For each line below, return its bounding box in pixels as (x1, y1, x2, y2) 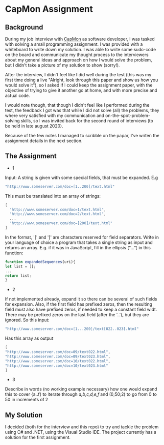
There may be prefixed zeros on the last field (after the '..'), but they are (5, 312, 149, 318)
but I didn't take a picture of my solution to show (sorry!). (5, 62, 120, 68)
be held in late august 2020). (5, 123, 64, 129)
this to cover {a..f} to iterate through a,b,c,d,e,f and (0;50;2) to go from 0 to (5, 391, 157, 397)
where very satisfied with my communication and (5, 113, 104, 119)
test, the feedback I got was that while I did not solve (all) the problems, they (5, 107, 160, 113)
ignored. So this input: (5, 317, 50, 323)
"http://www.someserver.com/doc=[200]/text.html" (9, 221, 113, 226)
